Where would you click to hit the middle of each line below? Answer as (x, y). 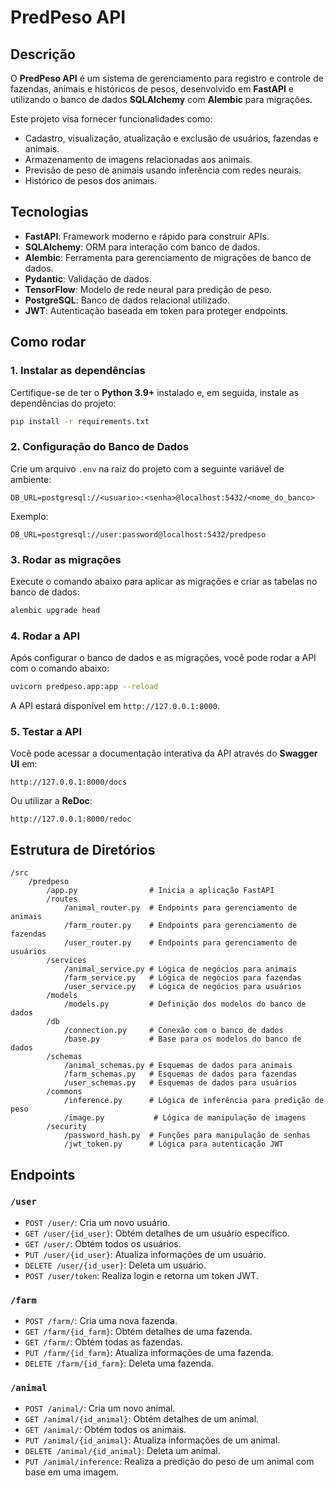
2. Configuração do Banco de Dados (100, 447)
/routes (62, 899)
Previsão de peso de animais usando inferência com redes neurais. (163, 170)
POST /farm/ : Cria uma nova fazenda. (101, 1321)
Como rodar (48, 342)
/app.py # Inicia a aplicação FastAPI (160, 891)
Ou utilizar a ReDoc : (51, 801)
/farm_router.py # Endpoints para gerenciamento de (180, 926)
